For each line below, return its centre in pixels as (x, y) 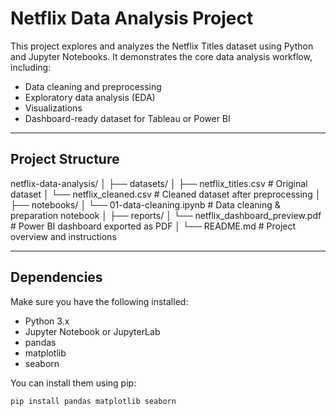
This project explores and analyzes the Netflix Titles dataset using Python (162, 46)
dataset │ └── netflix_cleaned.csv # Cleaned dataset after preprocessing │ (166, 194)
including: (31, 67)
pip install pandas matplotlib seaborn (93, 401)
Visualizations (53, 108)
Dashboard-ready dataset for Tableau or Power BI (127, 118)
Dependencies (56, 277)
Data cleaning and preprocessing (93, 86)
